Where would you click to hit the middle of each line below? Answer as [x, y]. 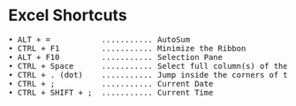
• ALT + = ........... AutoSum [99, 39]
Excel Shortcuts [68, 15]
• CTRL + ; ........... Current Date [111, 83]
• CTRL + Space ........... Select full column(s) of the [148, 66]
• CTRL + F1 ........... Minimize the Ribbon [127, 48]
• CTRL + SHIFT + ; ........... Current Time [111, 92]
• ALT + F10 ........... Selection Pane [115, 57]
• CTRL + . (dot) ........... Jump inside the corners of [144, 75]
